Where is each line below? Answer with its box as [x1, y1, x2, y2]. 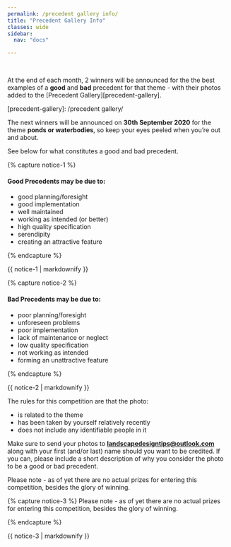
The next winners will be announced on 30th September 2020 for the [7, 118, 212, 127]
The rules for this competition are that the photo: [7, 396, 149, 405]
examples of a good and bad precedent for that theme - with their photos [7, 83, 221, 92]
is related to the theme [17, 411, 83, 419]
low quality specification [17, 341, 89, 349]
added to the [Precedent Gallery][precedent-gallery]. [7, 91, 162, 100]
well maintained [17, 208, 64, 216]
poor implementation [17, 326, 78, 334]
